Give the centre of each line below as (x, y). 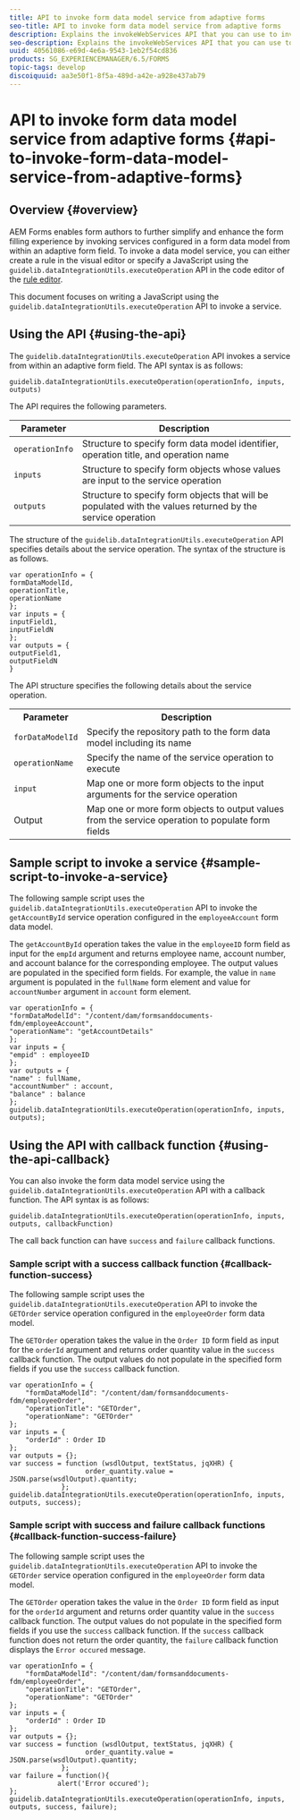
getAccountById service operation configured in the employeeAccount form (144, 918)
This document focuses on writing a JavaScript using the (114, 296)
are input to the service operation (151, 480)
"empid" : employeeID (50, 1055)
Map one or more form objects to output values (185, 808)
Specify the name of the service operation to (180, 757)
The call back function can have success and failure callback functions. (142, 1241)
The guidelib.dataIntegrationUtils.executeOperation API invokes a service (150, 355)
